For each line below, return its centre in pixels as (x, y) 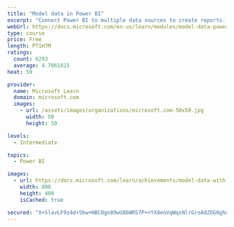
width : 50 (40, 117)
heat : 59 (20, 72)
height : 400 (37, 193)
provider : (22, 84)
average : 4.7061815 (42, 65)
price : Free (24, 40)
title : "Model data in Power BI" (56, 14)
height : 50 (41, 123)
